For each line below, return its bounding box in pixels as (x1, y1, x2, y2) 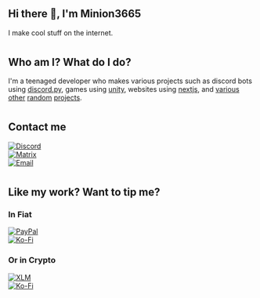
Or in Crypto (8, 255, 56, 266)
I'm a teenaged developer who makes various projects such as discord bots (8, 76, 253, 85)
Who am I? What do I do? (8, 55, 132, 69)
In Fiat (8, 209, 33, 220)
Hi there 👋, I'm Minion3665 (8, 7, 142, 20)
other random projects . (8, 93, 82, 103)
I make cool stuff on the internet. (8, 27, 114, 38)
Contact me (8, 121, 67, 134)
